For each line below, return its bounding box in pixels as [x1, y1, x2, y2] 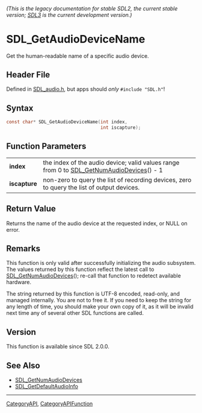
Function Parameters [6, 141, 87, 152]
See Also [6, 360, 40, 370]
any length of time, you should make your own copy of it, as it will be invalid [6, 303, 194, 310]
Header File [6, 69, 50, 79]
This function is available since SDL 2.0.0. [6, 343, 110, 350]
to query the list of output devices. [43, 183, 140, 191]
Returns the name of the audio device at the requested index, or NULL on [6, 220, 188, 227]
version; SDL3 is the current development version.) [6, 11, 132, 18]
